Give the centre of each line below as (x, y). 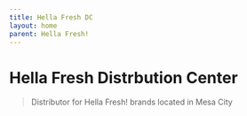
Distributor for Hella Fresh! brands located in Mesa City (131, 102)
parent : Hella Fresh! (49, 34)
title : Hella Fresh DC (51, 17)
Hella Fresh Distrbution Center (123, 77)
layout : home (33, 26)
